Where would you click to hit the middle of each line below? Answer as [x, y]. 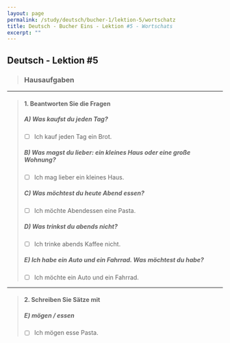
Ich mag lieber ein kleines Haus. [79, 177]
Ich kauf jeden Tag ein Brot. [73, 136]
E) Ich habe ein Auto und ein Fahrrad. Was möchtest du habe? [114, 260]
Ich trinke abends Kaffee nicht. [77, 244]
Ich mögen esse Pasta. [66, 333]
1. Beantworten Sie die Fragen [67, 103]
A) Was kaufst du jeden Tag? [66, 119]
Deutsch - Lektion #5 [53, 60]
